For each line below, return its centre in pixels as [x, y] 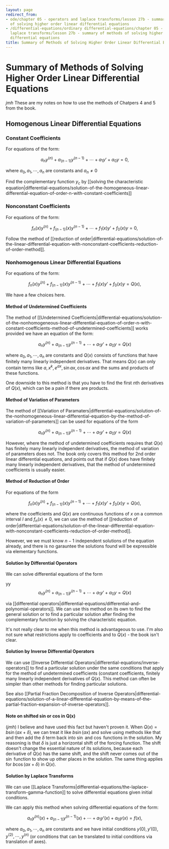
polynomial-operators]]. [30, 609]
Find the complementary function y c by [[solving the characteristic [74, 182]
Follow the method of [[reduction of [42, 239]
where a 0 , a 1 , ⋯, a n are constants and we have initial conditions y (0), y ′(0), [82, 829]
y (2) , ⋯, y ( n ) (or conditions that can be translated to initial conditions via [79, 836]
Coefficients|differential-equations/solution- [117, 317]
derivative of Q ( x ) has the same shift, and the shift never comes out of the [82, 754]
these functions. [23, 373]
